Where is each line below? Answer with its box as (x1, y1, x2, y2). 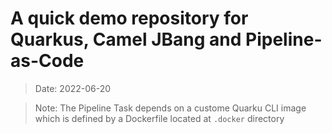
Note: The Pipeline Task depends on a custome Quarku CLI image (34, 102, 307, 114)
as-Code (10, 50, 85, 72)
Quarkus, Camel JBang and (10, 28, 242, 51)
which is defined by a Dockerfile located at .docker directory (34, 112, 285, 124)
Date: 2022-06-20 (34, 82, 112, 94)
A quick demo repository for (10, 7, 249, 30)
